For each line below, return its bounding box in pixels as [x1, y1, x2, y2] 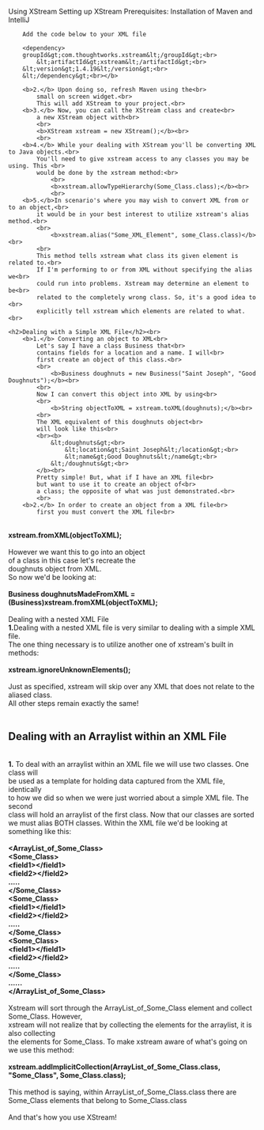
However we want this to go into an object [8, 548, 145, 556]
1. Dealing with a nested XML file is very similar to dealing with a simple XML [8, 623, 255, 632]
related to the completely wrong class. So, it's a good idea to [36, 294, 257, 301]
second [8, 801, 33, 810]
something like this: [8, 826, 72, 836]
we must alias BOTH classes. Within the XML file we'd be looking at [8, 818, 228, 828]
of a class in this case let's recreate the [8, 556, 136, 565]
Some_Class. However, [8, 1011, 83, 1021]
